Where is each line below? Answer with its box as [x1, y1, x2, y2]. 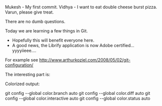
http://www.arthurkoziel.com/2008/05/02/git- [39, 57, 131, 62]
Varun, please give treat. [5, 9, 54, 15]
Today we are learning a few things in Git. [5, 28, 88, 33]
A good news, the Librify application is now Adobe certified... [12, 43, 135, 48]
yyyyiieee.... [12, 48, 36, 53]
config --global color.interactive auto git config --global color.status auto [5, 95, 150, 101]
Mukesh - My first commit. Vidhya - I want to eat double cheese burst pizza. [5, 4, 158, 10]
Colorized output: [5, 81, 40, 87]
